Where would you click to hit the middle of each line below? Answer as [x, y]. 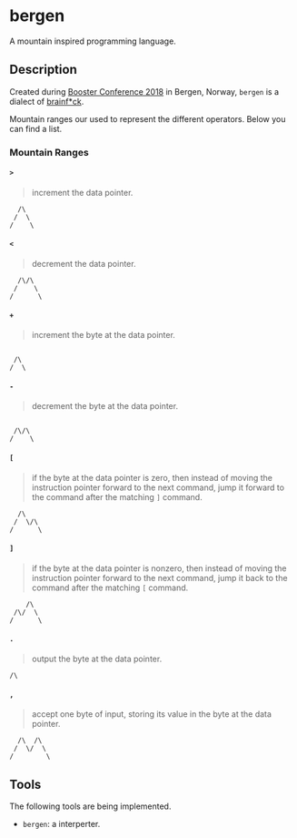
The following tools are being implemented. [90, 806]
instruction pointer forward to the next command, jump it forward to [158, 487]
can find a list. [36, 128]
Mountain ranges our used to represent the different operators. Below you [148, 118]
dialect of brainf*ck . [47, 101]
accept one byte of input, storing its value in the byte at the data [152, 714]
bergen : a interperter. [61, 824]
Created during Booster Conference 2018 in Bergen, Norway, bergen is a [144, 91]
